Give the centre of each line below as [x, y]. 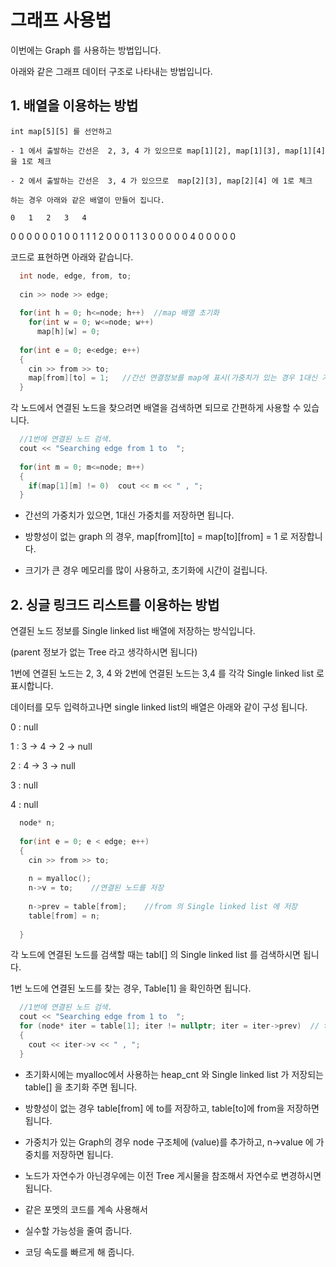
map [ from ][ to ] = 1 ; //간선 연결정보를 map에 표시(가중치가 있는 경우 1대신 [173, 378]
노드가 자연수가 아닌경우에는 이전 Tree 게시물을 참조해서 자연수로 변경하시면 [173, 1175]
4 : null [24, 805]
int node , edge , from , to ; [75, 276]
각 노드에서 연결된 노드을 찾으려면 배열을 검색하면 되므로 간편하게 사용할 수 [156, 408]
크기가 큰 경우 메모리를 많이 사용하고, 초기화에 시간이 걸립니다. [146, 570]
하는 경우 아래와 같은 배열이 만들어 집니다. [88, 200]
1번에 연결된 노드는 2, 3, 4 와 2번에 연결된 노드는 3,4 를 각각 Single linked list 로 [167, 673]
